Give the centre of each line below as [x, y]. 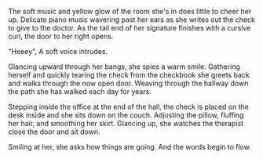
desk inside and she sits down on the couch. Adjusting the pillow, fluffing [126, 115]
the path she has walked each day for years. [80, 92]
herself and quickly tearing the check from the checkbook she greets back [129, 75]
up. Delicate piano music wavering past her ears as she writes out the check [131, 20]
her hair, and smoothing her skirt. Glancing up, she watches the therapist [126, 123]
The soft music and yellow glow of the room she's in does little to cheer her [130, 11]
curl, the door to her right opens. [61, 36]
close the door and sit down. [54, 132]
